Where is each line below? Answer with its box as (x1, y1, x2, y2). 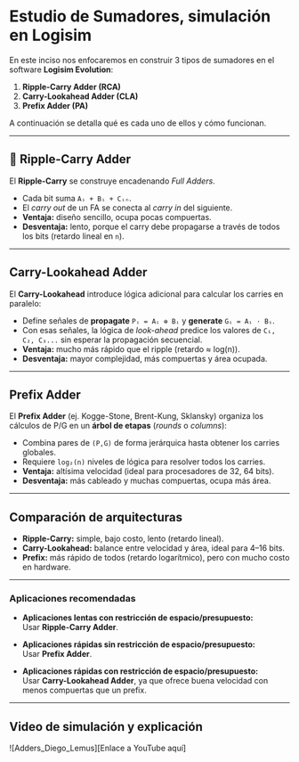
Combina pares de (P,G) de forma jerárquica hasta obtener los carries (21, 438, 280, 448)
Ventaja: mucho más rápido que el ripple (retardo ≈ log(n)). (21, 343, 240, 354)
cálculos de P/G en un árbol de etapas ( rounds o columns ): (9, 421, 227, 431)
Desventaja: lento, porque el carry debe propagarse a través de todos (21, 221, 280, 232)
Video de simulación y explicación (9, 719, 203, 734)
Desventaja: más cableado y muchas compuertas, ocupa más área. (21, 475, 271, 487)
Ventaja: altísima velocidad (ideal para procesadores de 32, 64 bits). (21, 466, 274, 477)
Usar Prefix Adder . (21, 649, 93, 660)
